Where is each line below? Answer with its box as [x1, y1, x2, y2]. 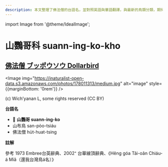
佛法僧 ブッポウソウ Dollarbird [5, 61, 99, 70]
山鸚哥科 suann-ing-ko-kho [5, 40, 121, 51]
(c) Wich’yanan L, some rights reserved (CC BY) [5, 95, 104, 101]
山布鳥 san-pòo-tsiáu [12, 122, 56, 128]
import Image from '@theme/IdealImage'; [5, 21, 90, 27]
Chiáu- [148, 150, 163, 156]
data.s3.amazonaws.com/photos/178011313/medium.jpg [5, 80, 120, 86]
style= [149, 80, 162, 86]
